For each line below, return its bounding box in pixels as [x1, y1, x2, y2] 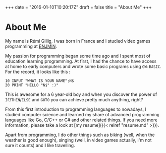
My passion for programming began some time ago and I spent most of [5, 53, 151, 59]
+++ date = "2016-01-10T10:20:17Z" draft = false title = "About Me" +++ [5, 4, 152, 10]
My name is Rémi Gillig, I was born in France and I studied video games [5, 38, 151, 44]
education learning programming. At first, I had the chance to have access [5, 58, 157, 64]
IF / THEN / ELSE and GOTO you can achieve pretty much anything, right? [5, 96, 143, 102]
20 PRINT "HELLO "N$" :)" [5, 82, 58, 87]
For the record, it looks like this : [5, 69, 71, 75]
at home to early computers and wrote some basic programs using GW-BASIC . [5, 63, 162, 69]
